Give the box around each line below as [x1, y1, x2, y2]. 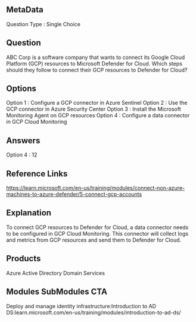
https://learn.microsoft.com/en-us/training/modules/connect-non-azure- [6, 185, 185, 192]
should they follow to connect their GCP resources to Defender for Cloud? [6, 66, 188, 73]
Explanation [6, 208, 52, 218]
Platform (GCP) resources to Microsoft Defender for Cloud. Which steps [6, 60, 183, 67]
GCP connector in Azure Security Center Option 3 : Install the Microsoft [6, 105, 181, 112]
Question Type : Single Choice [6, 20, 80, 27]
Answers [6, 135, 41, 145]
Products [6, 254, 41, 264]
